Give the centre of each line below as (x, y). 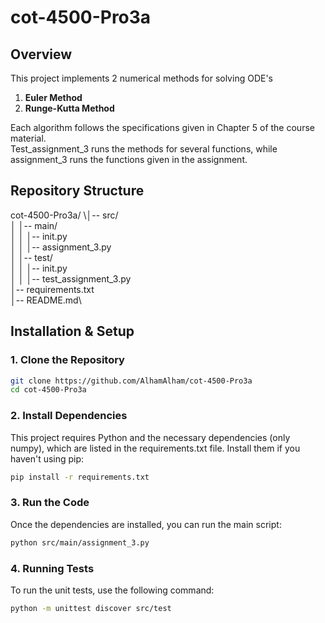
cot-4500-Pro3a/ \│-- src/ (64, 215)
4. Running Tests (52, 568)
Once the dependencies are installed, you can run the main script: (146, 524)
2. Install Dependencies (69, 416)
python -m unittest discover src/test (91, 608)
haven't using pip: (47, 458)
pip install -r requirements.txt (80, 477)
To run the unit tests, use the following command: (112, 590)
